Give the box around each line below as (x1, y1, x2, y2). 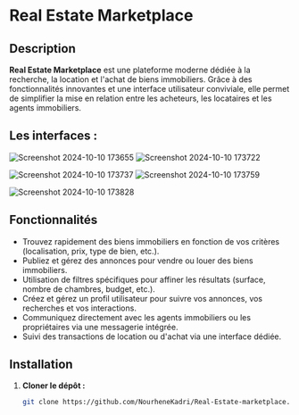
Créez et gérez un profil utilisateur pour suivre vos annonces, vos (21, 293, 263, 303)
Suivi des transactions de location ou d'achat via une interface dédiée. (21, 331, 282, 342)
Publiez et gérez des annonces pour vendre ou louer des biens (21, 255, 253, 266)
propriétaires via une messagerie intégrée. (21, 321, 179, 332)
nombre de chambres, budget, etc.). (21, 283, 156, 295)
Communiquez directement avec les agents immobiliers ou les (21, 311, 252, 322)
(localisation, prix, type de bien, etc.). (21, 245, 160, 256)
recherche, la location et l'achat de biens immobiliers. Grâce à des (9, 74, 253, 85)
